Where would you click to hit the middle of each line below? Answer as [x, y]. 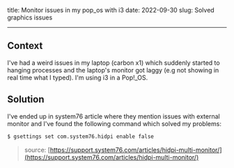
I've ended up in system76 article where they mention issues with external [114, 116]
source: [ [37, 150]
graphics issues [30, 17]
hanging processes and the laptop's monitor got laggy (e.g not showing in [113, 70]
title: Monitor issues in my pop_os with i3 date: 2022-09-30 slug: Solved [111, 10]
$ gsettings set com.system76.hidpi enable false [81, 136]
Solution [26, 99]
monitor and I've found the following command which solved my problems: [114, 123]
